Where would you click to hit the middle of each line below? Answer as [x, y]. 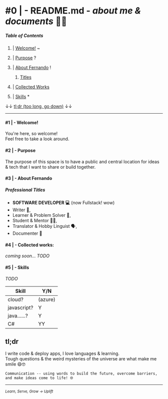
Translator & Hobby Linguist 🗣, [45, 226]
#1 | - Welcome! [22, 122]
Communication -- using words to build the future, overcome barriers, [81, 374]
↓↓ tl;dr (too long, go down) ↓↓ [39, 106]
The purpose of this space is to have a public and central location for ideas [82, 161]
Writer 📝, [21, 210]
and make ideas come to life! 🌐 [39, 378]
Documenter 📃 [27, 233]
